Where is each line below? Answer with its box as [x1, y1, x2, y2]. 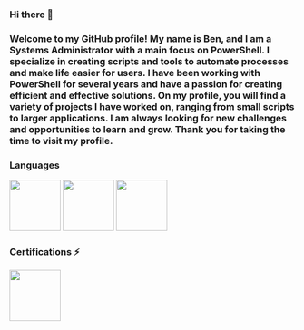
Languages [9, 159, 61, 171]
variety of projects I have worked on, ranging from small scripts [9, 100, 295, 112]
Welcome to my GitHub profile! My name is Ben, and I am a [9, 32, 272, 44]
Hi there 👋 [9, 8, 54, 21]
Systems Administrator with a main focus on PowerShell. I [9, 44, 270, 56]
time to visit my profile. [9, 134, 113, 147]
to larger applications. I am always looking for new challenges [9, 112, 288, 124]
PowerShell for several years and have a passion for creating [9, 77, 283, 90]
